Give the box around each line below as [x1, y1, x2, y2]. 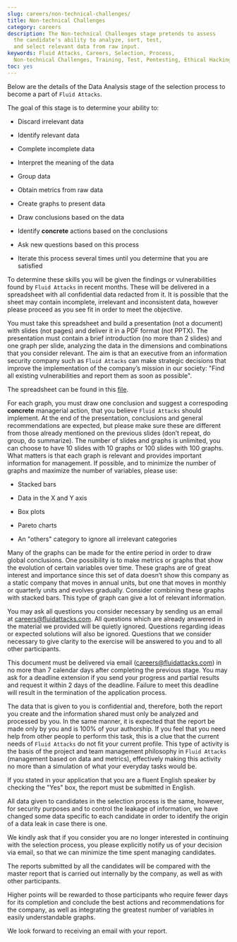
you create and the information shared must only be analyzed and [7, 709, 199, 717]
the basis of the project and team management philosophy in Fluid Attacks [7, 746, 227, 756]
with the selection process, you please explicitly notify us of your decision [7, 840, 222, 849]
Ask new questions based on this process [17, 240, 140, 249]
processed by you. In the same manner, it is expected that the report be [7, 717, 215, 725]
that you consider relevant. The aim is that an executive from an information [7, 349, 227, 357]
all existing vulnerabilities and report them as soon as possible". [7, 371, 193, 380]
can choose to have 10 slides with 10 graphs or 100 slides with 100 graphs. [7, 443, 224, 452]
